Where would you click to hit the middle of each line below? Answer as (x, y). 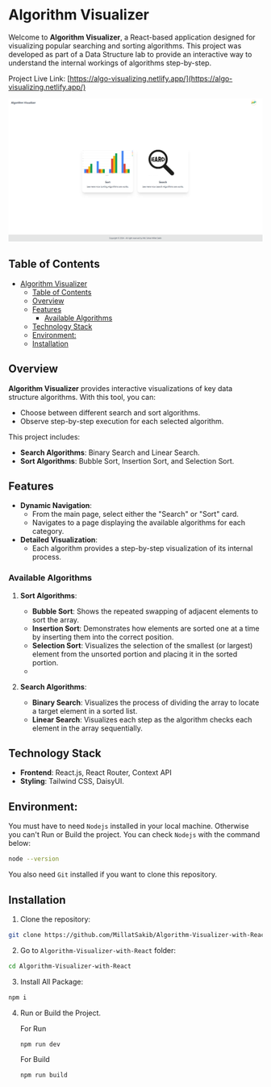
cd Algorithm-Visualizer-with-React (70, 966)
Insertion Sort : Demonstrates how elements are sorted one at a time (146, 628)
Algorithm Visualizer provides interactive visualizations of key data (121, 388)
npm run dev (40, 1044)
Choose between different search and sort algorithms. (110, 412)
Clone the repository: (55, 919)
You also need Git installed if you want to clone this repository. (113, 875)
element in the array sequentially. (87, 728)
